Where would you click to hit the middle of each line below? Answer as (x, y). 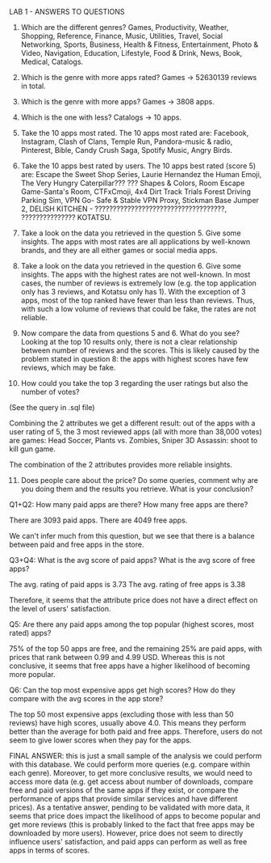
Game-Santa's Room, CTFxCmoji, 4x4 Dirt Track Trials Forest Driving (135, 192)
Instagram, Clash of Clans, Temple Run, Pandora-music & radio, (127, 142)
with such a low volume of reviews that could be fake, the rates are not (138, 309)
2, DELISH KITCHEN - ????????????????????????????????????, (124, 209)
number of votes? (50, 392)
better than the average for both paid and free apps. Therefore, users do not (136, 732)
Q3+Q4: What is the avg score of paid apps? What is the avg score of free (132, 560)
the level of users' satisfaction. (60, 609)
